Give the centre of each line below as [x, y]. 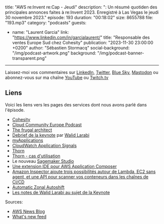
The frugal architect [32, 130]
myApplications [28, 140]
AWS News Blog [29, 211]
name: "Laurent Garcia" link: [41, 32]
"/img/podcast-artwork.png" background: [54, 53]
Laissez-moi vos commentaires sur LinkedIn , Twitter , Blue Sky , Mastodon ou [82, 72]
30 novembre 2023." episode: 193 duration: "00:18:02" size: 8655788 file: [79, 17]
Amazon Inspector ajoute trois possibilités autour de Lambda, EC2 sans [84, 172]
